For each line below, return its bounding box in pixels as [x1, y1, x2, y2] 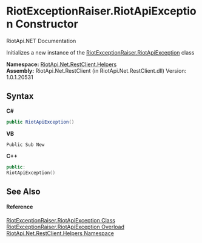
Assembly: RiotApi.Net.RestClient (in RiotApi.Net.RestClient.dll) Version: [6, 67, 187, 74]
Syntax [6, 91, 34, 101]
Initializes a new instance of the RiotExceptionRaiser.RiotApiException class [6, 48, 195, 56]
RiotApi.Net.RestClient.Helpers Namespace [6, 229, 114, 237]
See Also [6, 186, 41, 196]
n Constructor [6, 17, 79, 31]
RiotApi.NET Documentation [6, 37, 76, 44]
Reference [6, 203, 33, 210]
